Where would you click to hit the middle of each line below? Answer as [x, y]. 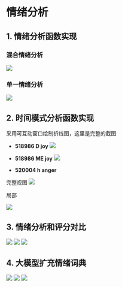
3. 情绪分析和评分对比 [46, 227]
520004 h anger [36, 170]
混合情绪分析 [25, 55]
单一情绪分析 [25, 84]
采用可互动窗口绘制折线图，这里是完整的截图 [61, 133]
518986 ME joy [33, 158]
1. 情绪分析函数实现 [42, 36]
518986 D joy [32, 146]
